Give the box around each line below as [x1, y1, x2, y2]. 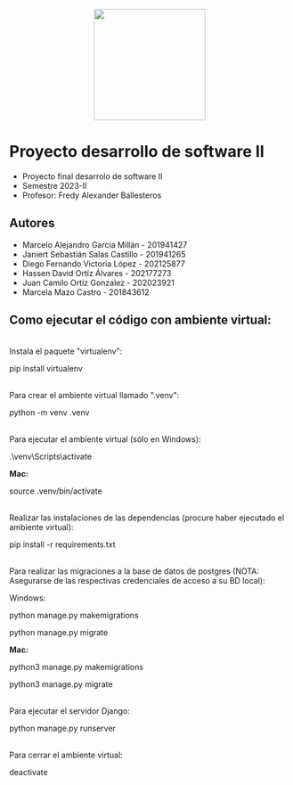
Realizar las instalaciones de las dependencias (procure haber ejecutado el [9, 512, 285, 523]
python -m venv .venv [9, 406, 90, 418]
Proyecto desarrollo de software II [9, 142, 265, 162]
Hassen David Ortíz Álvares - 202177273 [21, 267, 172, 278]
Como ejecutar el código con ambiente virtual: [9, 313, 272, 328]
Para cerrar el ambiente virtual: [9, 749, 123, 760]
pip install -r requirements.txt [9, 539, 116, 550]
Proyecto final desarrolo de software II [21, 170, 163, 182]
